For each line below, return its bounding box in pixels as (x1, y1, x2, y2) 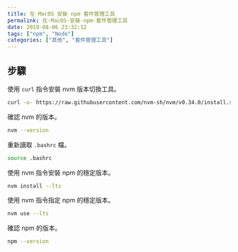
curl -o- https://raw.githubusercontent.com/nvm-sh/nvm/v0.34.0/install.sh (7, 98, 236, 106)
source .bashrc (7, 154, 52, 161)
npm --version (7, 238, 50, 245)
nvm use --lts (7, 210, 50, 217)
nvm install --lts (7, 182, 62, 190)
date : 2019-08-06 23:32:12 (7, 23, 87, 30)
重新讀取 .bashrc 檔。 (7, 140, 71, 149)
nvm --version (7, 127, 50, 134)
